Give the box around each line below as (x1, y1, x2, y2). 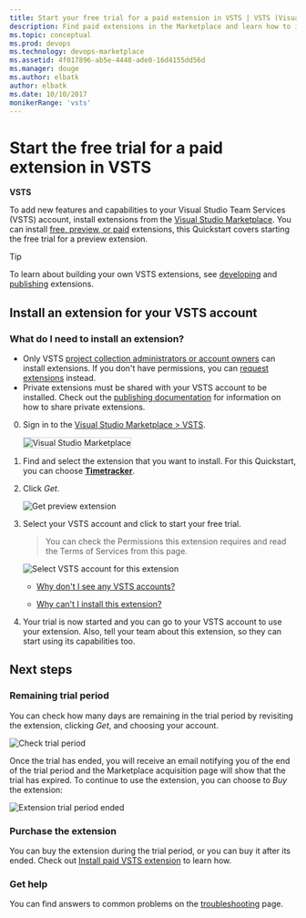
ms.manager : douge (9, 65, 79, 74)
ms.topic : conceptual (9, 30, 92, 39)
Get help (9, 877, 48, 890)
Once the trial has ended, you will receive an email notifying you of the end (9, 755, 291, 766)
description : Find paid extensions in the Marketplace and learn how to (9, 22, 291, 31)
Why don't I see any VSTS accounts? (36, 581, 176, 592)
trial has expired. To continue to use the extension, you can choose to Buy (9, 774, 288, 785)
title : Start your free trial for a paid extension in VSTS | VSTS (9, 13, 271, 23)
